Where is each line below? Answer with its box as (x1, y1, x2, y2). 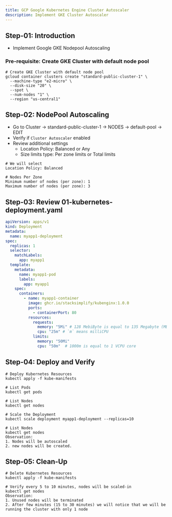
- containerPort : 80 (32, 310, 77, 315)
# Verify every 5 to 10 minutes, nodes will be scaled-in (5, 484, 132, 490)
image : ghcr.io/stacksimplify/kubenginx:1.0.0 (28, 301, 130, 306)
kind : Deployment (5, 224, 42, 229)
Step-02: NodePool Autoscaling (5, 110, 110, 119)
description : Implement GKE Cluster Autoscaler (5, 12, 109, 17)
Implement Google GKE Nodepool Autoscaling (12, 45, 110, 51)
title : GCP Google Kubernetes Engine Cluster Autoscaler (5, 7, 130, 13)
